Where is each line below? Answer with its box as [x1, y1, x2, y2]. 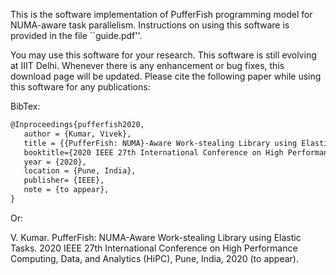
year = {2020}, [23, 157, 87, 167]
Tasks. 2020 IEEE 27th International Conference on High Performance [10, 242, 298, 254]
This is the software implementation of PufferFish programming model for [10, 9, 313, 20]
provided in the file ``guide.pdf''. [10, 30, 143, 41]
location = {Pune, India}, [23, 166, 137, 176]
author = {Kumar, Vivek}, [23, 129, 132, 139]
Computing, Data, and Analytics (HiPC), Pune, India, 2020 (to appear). [10, 252, 299, 264]
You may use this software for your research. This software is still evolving [10, 49, 317, 61]
